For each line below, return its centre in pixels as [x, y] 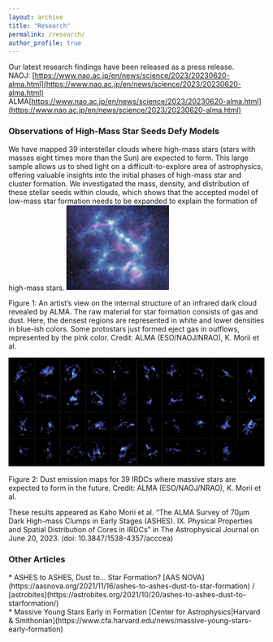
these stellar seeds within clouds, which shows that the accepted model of [133, 192]
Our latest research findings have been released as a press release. [121, 67]
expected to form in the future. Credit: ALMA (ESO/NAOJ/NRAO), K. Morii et [135, 488]
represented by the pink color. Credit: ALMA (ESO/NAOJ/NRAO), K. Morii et [134, 338]
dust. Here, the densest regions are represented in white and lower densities [136, 320]
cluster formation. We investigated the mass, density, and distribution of [129, 184]
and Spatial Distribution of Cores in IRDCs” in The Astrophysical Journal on [134, 530]
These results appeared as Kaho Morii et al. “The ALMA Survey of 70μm [129, 513]
